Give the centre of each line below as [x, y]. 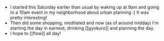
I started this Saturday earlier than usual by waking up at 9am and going [85, 7]
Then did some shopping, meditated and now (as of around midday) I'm [84, 23]
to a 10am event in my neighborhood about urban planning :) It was [79, 12]
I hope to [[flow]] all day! [35, 33]
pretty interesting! [28, 18]
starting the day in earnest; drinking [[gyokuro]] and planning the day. [82, 28]
